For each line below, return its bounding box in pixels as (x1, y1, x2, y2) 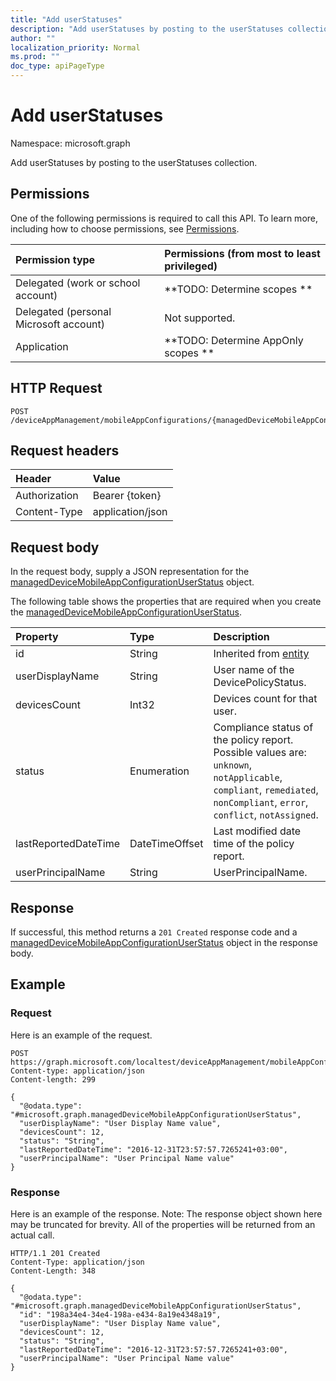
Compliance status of (213, 721, 314, 735)
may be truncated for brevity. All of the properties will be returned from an (10, 1218, 316, 1230)
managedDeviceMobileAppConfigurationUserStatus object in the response (10, 937, 318, 948)
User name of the (213, 663, 295, 677)
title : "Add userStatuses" (10, 14, 123, 25)
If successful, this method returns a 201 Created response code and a (10, 926, 298, 938)
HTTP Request (10, 380, 103, 397)
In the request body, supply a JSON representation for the (10, 566, 250, 578)
